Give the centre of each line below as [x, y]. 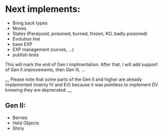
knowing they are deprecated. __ [39, 90]
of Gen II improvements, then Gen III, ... [45, 69]
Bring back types [30, 23]
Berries [20, 118]
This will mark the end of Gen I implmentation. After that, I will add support [81, 64]
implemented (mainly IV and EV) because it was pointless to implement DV [82, 84]
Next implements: [43, 9]
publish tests [25, 55]
